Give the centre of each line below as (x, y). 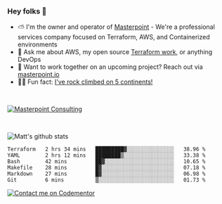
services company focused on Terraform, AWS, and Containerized (113, 37)
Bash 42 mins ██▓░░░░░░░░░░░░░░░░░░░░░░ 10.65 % (106, 162)
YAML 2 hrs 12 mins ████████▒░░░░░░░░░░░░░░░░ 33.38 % (106, 155)
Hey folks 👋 (27, 11)
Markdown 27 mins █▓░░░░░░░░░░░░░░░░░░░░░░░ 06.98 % (106, 174)
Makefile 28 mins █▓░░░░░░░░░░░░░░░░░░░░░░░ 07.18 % (106, 168)
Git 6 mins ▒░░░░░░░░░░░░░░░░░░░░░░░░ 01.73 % (106, 180)
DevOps (29, 60)
